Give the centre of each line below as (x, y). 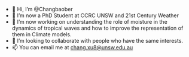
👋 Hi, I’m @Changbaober (42, 9)
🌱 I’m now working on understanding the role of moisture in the (89, 22)
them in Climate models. (42, 34)
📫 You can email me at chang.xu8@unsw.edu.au (72, 47)
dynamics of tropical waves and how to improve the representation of (97, 28)
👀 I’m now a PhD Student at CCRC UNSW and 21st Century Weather (95, 15)
